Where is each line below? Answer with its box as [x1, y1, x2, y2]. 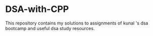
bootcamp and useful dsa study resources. [5, 25, 95, 31]
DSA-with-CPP [5, 3, 69, 15]
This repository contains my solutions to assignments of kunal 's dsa [5, 20, 148, 26]
